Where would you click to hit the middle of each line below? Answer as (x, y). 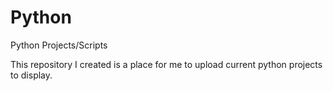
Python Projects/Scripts (59, 45)
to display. (31, 75)
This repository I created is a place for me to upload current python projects (166, 64)
